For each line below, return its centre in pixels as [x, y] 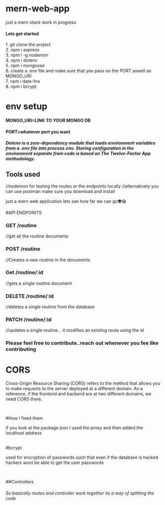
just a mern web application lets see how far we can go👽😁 [66, 201]
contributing [21, 350]
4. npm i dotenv [21, 60]
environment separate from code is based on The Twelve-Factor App [78, 154]
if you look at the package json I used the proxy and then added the [74, 428]
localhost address [24, 433]
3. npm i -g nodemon [27, 55]
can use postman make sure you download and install [60, 191]
